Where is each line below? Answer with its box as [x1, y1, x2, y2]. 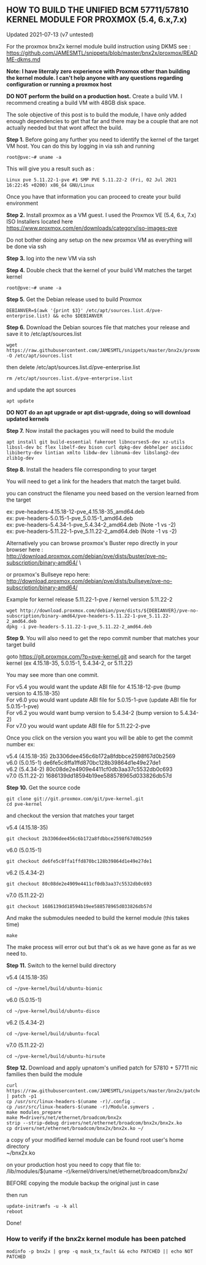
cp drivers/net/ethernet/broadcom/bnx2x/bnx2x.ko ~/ [6, 1125, 144, 1131]
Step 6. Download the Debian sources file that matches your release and [6, 323, 190, 331]
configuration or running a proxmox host [6, 80, 112, 88]
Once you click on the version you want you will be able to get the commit [6, 734, 193, 741]
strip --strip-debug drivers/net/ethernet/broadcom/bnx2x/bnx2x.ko [6, 1120, 183, 1126]
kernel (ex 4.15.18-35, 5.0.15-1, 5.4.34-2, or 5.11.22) [6, 659, 133, 667]
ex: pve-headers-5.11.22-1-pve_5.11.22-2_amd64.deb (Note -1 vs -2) [6, 527, 177, 535]
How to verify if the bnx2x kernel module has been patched [6, 1234, 186, 1243]
